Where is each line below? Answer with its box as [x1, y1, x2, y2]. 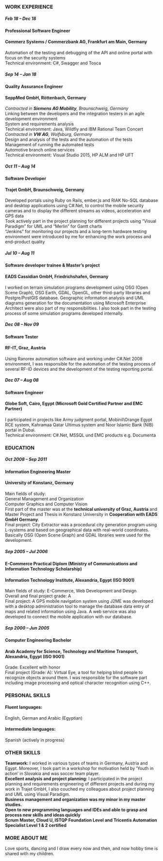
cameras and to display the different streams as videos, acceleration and [5, 208, 151, 214]
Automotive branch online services [5, 147, 75, 153]
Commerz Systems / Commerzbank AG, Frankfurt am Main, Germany [5, 39, 147, 45]
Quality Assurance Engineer [5, 84, 63, 90]
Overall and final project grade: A [5, 593, 71, 599]
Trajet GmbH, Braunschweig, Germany [5, 187, 84, 192]
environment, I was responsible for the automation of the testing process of [5, 361, 156, 366]
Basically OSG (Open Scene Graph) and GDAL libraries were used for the [5, 532, 151, 538]
